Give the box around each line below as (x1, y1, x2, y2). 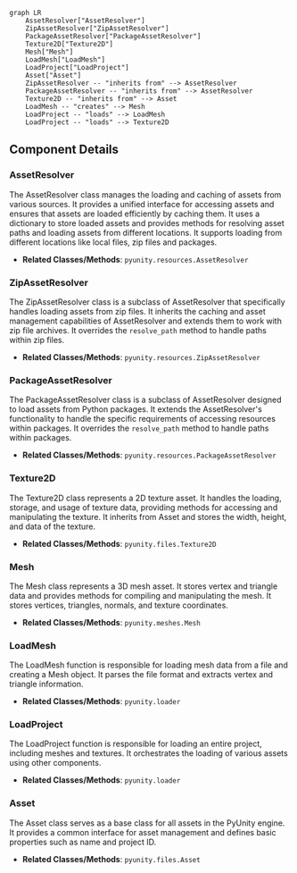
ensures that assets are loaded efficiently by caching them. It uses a (9, 208, 260, 219)
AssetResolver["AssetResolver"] (25, 16, 145, 25)
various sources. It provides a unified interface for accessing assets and (9, 198, 275, 209)
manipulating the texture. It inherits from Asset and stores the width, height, (9, 511, 287, 522)
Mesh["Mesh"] (25, 47, 74, 56)
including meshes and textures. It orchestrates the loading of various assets (9, 748, 288, 759)
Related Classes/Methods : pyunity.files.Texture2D (21, 538, 217, 549)
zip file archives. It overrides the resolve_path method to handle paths (9, 324, 268, 335)
